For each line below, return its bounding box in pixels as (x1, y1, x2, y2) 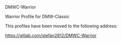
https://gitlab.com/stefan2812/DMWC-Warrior (5, 33, 97, 38)
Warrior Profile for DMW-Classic (5, 14, 70, 19)
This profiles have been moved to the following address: (5, 23, 118, 29)
